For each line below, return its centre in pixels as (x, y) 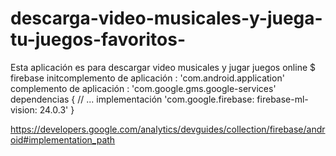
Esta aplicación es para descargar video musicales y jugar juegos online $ (163, 67)
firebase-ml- (282, 99)
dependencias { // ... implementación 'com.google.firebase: (132, 99)
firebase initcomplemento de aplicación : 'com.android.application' (147, 78)
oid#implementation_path (63, 139)
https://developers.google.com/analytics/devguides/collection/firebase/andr (168, 129)
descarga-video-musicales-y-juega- (166, 18)
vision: (24, 109)
